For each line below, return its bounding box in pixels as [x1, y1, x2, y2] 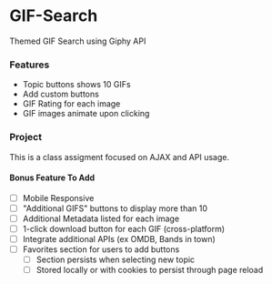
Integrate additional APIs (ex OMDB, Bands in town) [22, 233, 216, 244]
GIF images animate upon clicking [22, 108, 150, 119]
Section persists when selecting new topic [35, 254, 196, 265]
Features [9, 58, 50, 71]
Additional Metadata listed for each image [22, 213, 180, 224]
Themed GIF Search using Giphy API [9, 35, 146, 46]
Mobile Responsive [22, 192, 95, 203]
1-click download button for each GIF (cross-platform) [22, 223, 226, 234]
